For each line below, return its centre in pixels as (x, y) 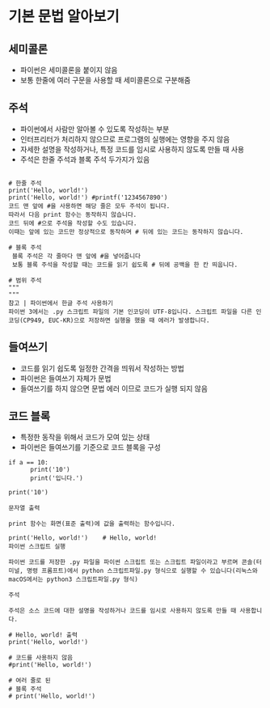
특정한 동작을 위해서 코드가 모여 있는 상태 (85, 437)
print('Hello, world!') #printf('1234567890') (88, 197)
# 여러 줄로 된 (30, 680)
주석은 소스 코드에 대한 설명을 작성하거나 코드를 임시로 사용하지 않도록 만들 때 (122, 611)
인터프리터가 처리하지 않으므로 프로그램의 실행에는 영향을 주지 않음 (125, 139)
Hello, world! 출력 (47, 635)
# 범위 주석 (25, 280)
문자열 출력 (24, 508)
